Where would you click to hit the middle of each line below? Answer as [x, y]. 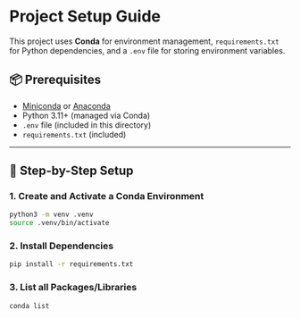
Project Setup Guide [85, 17]
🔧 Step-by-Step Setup [71, 171]
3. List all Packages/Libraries [73, 288]
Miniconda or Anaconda [67, 105]
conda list [29, 305]
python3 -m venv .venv [51, 215]
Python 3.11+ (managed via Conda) [86, 115]
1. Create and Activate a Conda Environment [107, 197]
